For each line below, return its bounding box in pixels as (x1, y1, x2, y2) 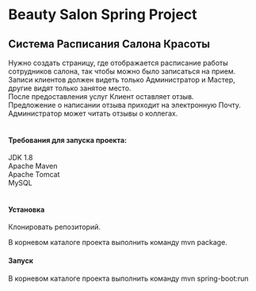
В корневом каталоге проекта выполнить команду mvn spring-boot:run (8, 274, 249, 283)
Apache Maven (8, 161, 58, 171)
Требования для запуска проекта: (8, 135, 127, 144)
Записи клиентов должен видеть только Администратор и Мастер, (8, 75, 235, 84)
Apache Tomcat (8, 170, 60, 179)
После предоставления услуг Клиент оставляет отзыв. (8, 92, 194, 101)
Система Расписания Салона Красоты (8, 37, 210, 51)
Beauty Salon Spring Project (8, 6, 197, 24)
